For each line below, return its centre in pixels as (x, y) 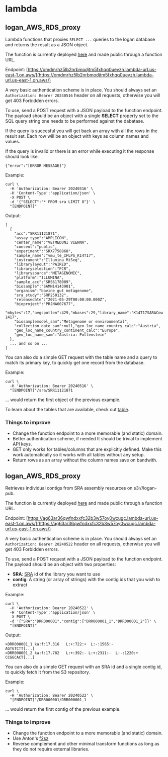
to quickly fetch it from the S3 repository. (48, 672)
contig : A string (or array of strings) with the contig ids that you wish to (86, 580)
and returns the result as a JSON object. (47, 45)
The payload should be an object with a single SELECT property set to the (82, 116)
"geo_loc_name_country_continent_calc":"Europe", (67, 330)
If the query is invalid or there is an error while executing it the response (80, 151)
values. (13, 141)
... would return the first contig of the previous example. (63, 709)
